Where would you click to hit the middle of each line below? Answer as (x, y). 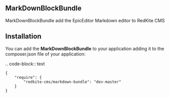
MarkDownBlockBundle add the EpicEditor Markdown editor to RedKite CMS (85, 20)
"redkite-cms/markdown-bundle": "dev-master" (73, 82)
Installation (23, 37)
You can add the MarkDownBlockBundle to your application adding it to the (85, 48)
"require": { (28, 77)
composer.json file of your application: (45, 54)
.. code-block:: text (25, 64)
